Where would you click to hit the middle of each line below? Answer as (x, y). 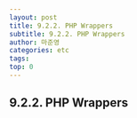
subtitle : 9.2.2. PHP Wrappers (67, 34)
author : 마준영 (35, 42)
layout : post (33, 17)
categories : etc (39, 51)
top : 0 (21, 67)
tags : (19, 59)
